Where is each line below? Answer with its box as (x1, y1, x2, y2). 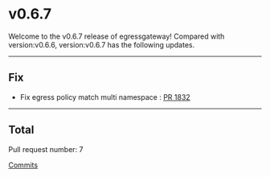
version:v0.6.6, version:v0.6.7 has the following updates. (8, 39, 195, 49)
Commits (8, 160, 39, 170)
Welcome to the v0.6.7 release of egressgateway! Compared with (8, 31, 225, 41)
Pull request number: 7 (8, 144, 84, 154)
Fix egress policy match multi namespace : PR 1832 (19, 92, 190, 101)
